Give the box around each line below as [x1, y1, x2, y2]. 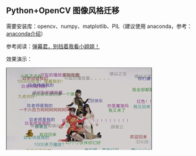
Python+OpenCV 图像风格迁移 [6, 5, 120, 16]
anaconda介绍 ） [6, 30, 46, 37]
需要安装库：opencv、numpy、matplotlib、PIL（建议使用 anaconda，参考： [6, 23, 192, 30]
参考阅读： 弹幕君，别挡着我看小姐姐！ [6, 42, 100, 49]
